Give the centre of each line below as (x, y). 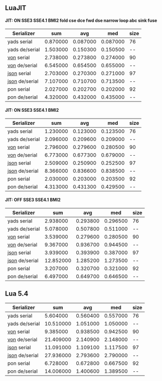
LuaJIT (16, 8)
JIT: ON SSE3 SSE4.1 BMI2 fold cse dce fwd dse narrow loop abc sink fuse (81, 20)
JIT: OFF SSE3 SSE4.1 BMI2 (33, 200)
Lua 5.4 (17, 294)
